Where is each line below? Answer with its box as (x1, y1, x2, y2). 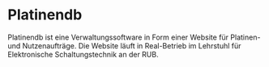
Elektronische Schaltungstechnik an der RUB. (7, 49, 159, 59)
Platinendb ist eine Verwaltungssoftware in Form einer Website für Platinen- (7, 32, 261, 42)
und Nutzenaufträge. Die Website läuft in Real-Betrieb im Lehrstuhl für (7, 40, 241, 50)
